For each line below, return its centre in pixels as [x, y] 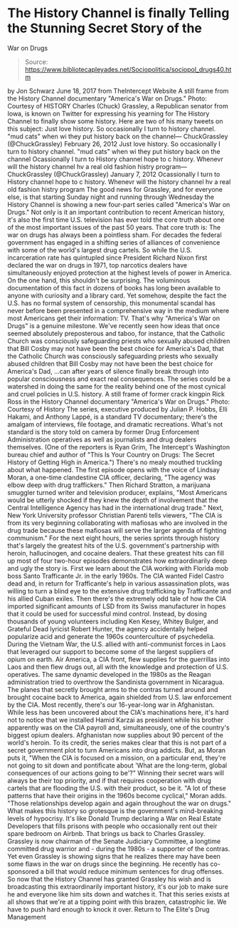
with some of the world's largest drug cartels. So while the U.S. [100, 250]
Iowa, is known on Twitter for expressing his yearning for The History [108, 113]
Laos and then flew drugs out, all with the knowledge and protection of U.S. [118, 667]
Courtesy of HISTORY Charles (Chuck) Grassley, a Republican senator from [118, 106]
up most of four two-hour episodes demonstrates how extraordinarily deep [117, 561]
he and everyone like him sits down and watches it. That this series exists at [118, 894]
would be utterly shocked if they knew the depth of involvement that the [113, 500]
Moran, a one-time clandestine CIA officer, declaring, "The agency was [112, 477]
